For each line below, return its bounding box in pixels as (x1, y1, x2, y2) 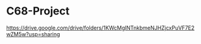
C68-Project (6, 4, 70, 18)
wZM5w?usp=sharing (6, 30, 60, 37)
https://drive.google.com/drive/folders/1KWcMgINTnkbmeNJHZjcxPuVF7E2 (6, 24, 195, 31)
